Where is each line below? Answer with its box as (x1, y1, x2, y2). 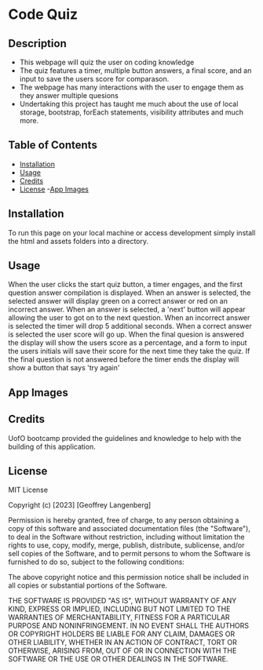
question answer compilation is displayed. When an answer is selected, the (8, 288, 251, 297)
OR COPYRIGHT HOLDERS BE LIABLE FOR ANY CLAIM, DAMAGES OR (8, 629, 236, 639)
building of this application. (8, 442, 96, 451)
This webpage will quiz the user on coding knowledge (19, 57, 195, 67)
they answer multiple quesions (19, 91, 119, 100)
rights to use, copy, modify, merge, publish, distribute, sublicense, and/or (8, 541, 245, 550)
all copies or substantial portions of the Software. (8, 581, 167, 590)
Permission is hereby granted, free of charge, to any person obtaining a (8, 515, 239, 525)
